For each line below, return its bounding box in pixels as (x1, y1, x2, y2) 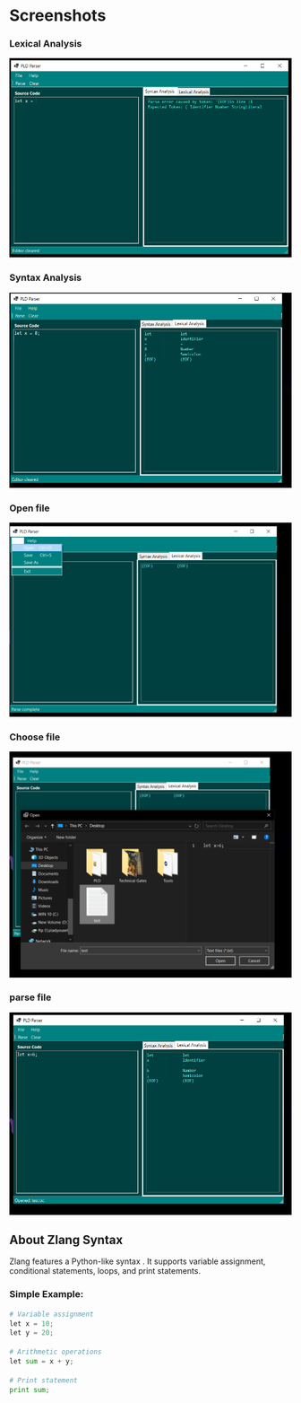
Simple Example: (9, 1288, 84, 1301)
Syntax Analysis (9, 271, 82, 284)
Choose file (9, 731, 61, 743)
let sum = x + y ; (9, 1357, 74, 1366)
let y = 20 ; (9, 1328, 54, 1337)
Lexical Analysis (9, 38, 82, 50)
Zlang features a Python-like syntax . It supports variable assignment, (9, 1256, 266, 1267)
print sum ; (9, 1385, 50, 1394)
